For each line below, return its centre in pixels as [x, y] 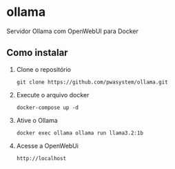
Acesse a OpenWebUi [47, 146]
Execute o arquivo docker [53, 95]
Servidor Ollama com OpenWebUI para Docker [72, 31]
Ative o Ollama [37, 120]
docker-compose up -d [47, 108]
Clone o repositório [44, 69]
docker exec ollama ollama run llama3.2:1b [80, 133]
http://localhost [41, 158]
